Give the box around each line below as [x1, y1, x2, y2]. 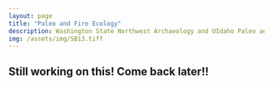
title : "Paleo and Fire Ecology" [8, 19, 122, 28]
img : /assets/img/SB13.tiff [8, 34, 104, 43]
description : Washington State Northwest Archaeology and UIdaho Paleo [8, 27, 256, 35]
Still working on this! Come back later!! [8, 64, 210, 78]
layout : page [8, 11, 53, 20]
